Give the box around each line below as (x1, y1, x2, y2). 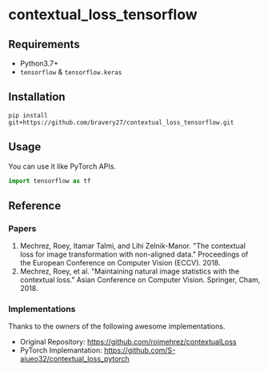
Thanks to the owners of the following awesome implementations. (8, 321, 226, 331)
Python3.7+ (19, 58, 58, 68)
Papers (8, 222, 37, 233)
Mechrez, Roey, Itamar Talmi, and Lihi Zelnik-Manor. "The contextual (19, 241, 246, 251)
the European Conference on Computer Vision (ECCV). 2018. (19, 258, 221, 268)
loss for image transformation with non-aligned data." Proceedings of (19, 249, 249, 259)
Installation (8, 90, 66, 104)
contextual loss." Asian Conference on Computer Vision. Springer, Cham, (19, 275, 261, 285)
